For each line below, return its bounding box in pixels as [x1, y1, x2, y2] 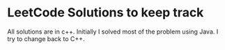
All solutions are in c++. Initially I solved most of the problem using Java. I [7, 27, 219, 36]
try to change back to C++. [7, 34, 85, 42]
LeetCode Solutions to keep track [7, 5, 204, 21]
